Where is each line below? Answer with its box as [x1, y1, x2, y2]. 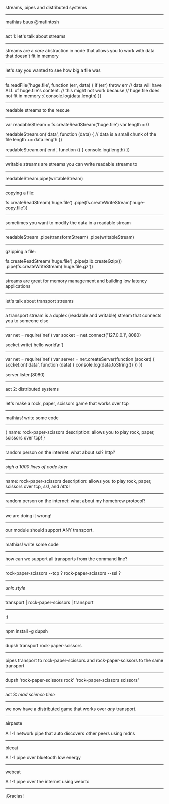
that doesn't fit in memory [5, 53, 59, 59]
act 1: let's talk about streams [5, 33, 66, 39]
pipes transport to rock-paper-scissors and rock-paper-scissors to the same [5, 657, 164, 663]
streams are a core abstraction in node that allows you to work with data [5, 48, 155, 53]
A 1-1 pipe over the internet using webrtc [5, 779, 90, 784]
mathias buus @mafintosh [5, 19, 59, 25]
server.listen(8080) [5, 372, 45, 377]
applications [5, 283, 31, 289]
